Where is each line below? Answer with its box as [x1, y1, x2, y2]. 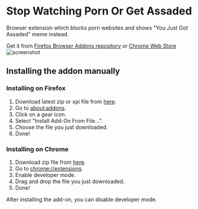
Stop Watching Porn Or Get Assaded [6, 4, 192, 18]
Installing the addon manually [6, 66, 120, 76]
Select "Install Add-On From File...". [14, 117, 103, 124]
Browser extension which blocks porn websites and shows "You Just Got [6, 24, 188, 31]
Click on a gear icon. [14, 110, 66, 118]
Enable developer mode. [14, 171, 76, 178]
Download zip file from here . [14, 158, 86, 166]
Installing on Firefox [6, 84, 66, 93]
